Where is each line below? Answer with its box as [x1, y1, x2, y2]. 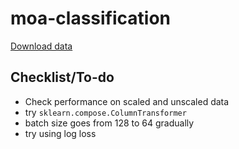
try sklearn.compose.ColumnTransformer [24, 106, 187, 118]
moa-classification [10, 7, 172, 30]
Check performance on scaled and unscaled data [24, 95, 230, 107]
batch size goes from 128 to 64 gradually [24, 117, 195, 129]
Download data [10, 40, 73, 52]
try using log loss [24, 127, 97, 139]
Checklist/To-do [10, 69, 115, 86]
